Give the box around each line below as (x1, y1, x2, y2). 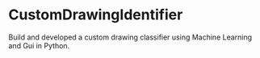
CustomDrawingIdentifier (8, 6, 183, 24)
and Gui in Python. (8, 40, 70, 50)
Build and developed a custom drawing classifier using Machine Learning (8, 32, 253, 42)
